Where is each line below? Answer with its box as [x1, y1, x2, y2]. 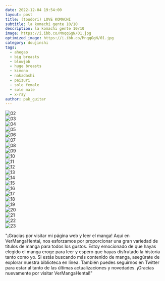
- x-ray [10, 92, 26, 97]
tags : [5, 45, 17, 50]
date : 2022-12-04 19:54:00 [5, 7, 62, 13]
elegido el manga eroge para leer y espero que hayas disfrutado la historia [5, 249, 160, 255]
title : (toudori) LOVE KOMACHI [5, 17, 71, 22]
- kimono [10, 69, 28, 74]
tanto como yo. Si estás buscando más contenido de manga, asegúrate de [5, 254, 160, 260]
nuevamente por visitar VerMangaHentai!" [5, 270, 93, 276]
